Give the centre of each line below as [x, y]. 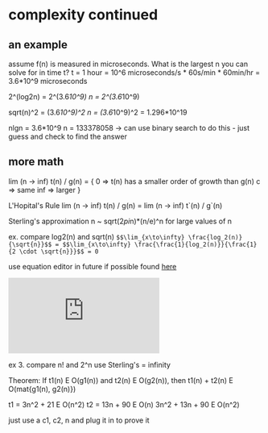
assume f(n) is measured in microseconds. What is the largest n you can [128, 64]
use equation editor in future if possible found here [93, 266]
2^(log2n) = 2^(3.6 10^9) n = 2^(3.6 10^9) [74, 97]
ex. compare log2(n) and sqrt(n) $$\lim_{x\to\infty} [97, 236]
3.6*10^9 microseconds [48, 81]
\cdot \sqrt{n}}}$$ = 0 [59, 252]
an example [38, 45]
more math [36, 162]
